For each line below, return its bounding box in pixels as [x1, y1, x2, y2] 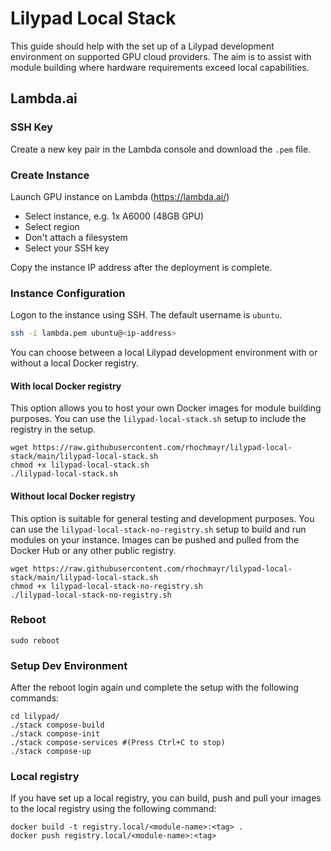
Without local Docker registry [10, 490, 136, 502]
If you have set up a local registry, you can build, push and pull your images [10, 792, 322, 804]
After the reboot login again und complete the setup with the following [10, 682, 299, 694]
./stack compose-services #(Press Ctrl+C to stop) [10, 738, 226, 748]
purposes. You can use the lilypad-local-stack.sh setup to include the [10, 413, 307, 425]
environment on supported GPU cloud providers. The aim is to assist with [10, 50, 312, 62]
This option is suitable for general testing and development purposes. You [10, 512, 315, 524]
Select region [24, 220, 80, 232]
